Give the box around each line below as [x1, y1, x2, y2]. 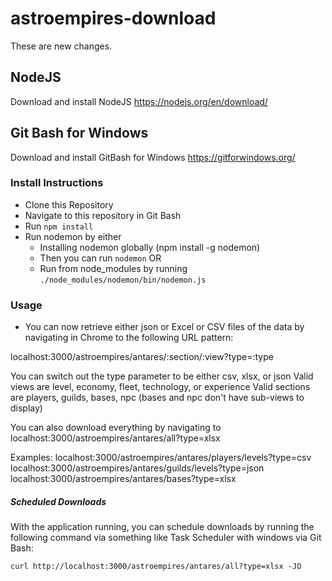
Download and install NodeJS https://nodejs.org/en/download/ [10, 95, 268, 107]
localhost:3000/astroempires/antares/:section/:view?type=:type [10, 351, 274, 363]
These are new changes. [10, 40, 113, 52]
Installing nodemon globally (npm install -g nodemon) [39, 241, 261, 253]
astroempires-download [10, 7, 217, 30]
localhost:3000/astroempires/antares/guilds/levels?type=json [10, 462, 265, 474]
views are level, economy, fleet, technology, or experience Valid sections [10, 381, 311, 393]
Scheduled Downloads [10, 495, 107, 507]
